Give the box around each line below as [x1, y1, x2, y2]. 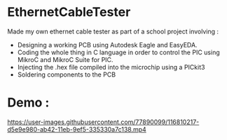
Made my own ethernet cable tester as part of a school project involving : [7, 27, 219, 36]
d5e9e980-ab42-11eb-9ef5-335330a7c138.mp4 [7, 125, 147, 133]
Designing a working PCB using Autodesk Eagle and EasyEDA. [17, 40, 198, 49]
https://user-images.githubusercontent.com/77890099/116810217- [7, 118, 200, 126]
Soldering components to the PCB [17, 70, 116, 79]
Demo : [7, 95, 50, 111]
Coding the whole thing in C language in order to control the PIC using [17, 48, 220, 56]
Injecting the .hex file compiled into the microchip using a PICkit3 [17, 63, 205, 71]
